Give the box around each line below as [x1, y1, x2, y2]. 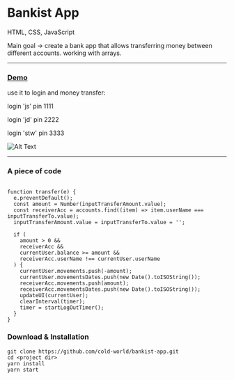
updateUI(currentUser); [19, 292, 89, 299]
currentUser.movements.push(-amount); [19, 267, 132, 274]
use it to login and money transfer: [7, 88, 106, 97]
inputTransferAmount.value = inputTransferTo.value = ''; [13, 219, 186, 225]
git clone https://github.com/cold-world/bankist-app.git [7, 348, 179, 355]
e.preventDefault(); [13, 194, 73, 201]
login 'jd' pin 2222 [7, 116, 59, 124]
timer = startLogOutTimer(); [19, 304, 104, 311]
